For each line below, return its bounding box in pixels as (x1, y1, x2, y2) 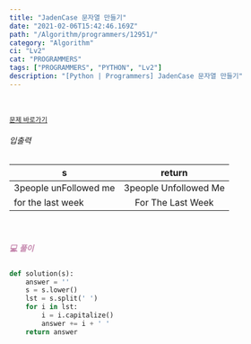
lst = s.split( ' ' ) (25, 294, 99, 304)
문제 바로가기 (9, 115, 48, 124)
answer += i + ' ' (41, 319, 110, 328)
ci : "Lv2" (9, 47, 47, 56)
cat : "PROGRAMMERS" (9, 55, 82, 64)
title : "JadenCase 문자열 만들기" (9, 13, 127, 22)
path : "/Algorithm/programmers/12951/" (9, 30, 159, 39)
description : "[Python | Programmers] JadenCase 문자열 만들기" (9, 72, 244, 81)
